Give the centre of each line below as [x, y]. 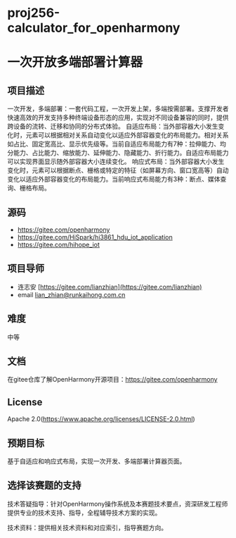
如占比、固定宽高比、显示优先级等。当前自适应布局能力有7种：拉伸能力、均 [117, 144]
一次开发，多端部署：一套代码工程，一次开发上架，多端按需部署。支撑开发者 [118, 109]
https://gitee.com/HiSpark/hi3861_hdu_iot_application [95, 237]
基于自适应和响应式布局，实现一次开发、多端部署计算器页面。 [97, 461]
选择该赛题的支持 [44, 486]
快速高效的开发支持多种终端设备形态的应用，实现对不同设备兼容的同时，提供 [118, 118]
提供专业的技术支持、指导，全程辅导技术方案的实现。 [84, 513]
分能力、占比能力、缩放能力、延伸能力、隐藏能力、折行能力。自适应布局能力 [118, 153]
